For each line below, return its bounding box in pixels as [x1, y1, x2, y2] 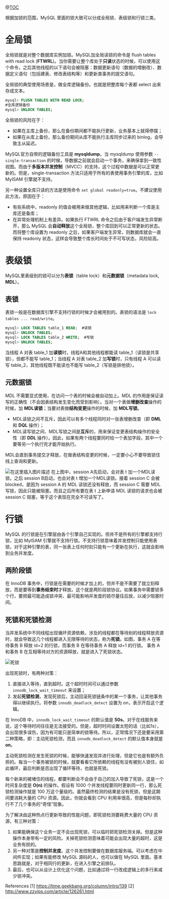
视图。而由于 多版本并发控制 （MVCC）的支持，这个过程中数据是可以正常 [5, 163, 155, 169]
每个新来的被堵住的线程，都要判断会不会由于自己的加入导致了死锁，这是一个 [5, 776, 164, 782]
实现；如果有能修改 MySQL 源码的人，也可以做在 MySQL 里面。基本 [21, 854, 162, 860]
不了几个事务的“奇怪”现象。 [9, 801, 67, 807]
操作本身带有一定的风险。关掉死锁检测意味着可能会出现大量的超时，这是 [12, 835, 162, 841]
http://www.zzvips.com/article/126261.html [5, 888, 95, 894]
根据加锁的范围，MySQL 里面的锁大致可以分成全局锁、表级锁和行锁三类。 [5, 15, 158, 21]
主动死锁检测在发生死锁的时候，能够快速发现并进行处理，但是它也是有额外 [5, 753, 159, 759]
